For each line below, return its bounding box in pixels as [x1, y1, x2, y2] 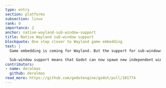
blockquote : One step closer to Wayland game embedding [5, 39, 123, 44]
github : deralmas [9, 71, 45, 76]
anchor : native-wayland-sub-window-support [5, 30, 96, 35]
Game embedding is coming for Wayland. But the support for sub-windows [9, 48, 163, 53]
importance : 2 [5, 26, 35, 30]
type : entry [5, 7, 30, 12]
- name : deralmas [5, 66, 41, 71]
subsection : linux [5, 16, 43, 21]
